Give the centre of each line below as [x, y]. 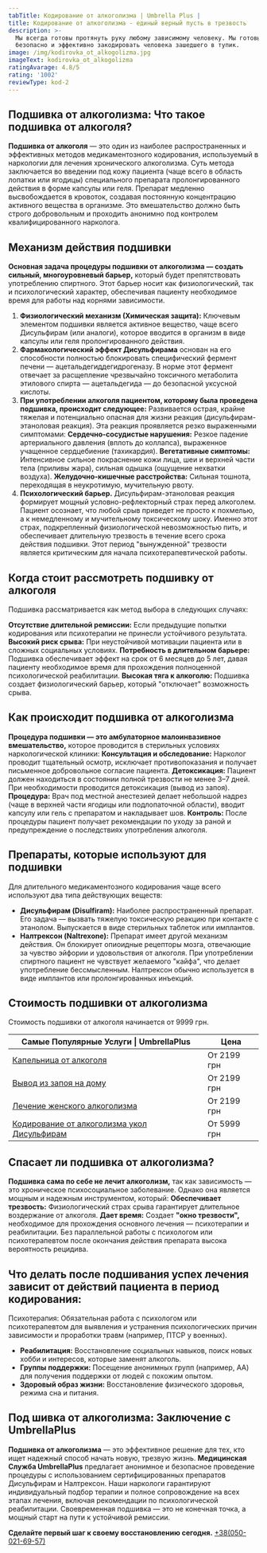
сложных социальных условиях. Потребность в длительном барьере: [129, 650]
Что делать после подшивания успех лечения [128, 1274]
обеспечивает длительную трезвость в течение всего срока [123, 536]
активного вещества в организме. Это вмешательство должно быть [124, 205]
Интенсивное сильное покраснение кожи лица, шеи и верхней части [137, 460]
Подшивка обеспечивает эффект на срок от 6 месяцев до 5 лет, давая [128, 659]
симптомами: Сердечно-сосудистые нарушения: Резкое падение [134, 434]
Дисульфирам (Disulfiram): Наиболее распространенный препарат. [137, 910]
